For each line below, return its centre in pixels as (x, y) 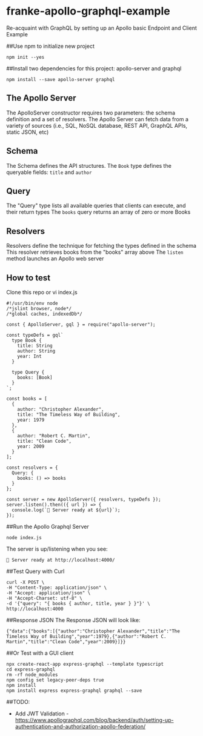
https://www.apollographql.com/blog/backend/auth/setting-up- (94, 720)
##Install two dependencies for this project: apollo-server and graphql (94, 68)
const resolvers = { (32, 468)
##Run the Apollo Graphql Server (48, 526)
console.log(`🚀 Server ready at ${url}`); (66, 510)
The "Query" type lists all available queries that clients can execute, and (96, 206)
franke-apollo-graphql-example (88, 11)
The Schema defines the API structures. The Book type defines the (89, 165)
